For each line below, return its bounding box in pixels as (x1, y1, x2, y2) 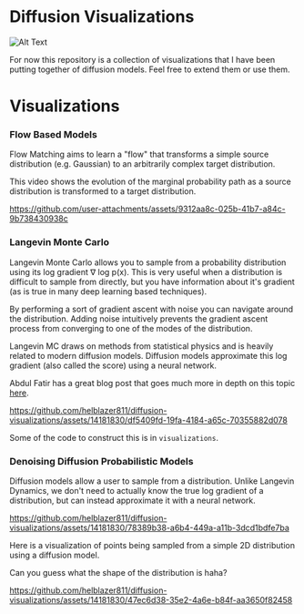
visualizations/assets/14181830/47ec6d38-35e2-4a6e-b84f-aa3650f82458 (9, 595, 293, 606)
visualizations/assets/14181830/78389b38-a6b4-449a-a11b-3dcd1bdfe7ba (9, 522, 289, 534)
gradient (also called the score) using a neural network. (9, 360, 217, 371)
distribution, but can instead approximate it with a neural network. (9, 495, 257, 507)
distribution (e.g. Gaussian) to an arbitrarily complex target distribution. (9, 159, 276, 169)
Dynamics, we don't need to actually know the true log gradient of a (9, 486, 264, 496)
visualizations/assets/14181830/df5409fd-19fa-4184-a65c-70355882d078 (9, 414, 289, 425)
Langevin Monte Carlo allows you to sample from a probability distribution (9, 257, 287, 268)
